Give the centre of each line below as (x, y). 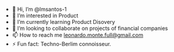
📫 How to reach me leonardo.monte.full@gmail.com (78, 35)
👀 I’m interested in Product (45, 16)
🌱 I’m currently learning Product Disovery (63, 22)
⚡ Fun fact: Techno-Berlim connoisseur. (62, 44)
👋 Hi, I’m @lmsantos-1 (39, 9)
